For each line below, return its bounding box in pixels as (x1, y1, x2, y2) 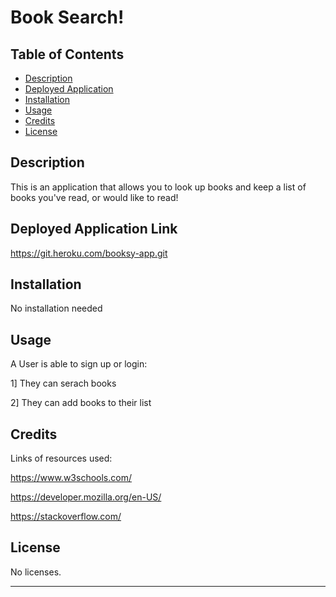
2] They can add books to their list (10, 397, 152, 409)
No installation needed (10, 302, 103, 315)
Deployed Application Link (10, 221, 178, 238)
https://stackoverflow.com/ (10, 511, 122, 523)
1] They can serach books (10, 377, 117, 390)
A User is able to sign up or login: (10, 358, 148, 370)
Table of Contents (10, 46, 125, 63)
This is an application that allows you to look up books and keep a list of (10, 181, 307, 193)
